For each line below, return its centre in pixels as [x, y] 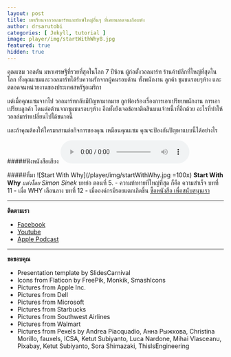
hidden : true [26, 52]
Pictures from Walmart [49, 324]
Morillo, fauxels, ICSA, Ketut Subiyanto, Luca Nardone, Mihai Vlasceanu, [119, 338]
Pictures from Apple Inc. [51, 287]
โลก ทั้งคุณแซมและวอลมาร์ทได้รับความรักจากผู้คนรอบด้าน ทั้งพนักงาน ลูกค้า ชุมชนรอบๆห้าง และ [114, 79]
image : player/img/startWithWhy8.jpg [61, 39]
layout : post [26, 13]
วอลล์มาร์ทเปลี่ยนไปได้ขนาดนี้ [40, 116]
